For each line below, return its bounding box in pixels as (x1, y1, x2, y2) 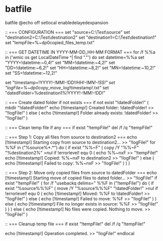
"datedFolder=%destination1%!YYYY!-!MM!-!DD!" (5, 90, 106, 96)
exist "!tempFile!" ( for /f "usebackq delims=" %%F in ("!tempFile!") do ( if (5, 180, 154, 186)
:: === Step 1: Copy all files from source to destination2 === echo (5, 134, 137, 140)
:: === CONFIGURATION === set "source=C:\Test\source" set (5, 29, 130, 35)
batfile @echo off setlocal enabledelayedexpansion (5, 20, 109, 26)
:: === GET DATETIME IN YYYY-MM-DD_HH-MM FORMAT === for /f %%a (5, 49, 156, 55)
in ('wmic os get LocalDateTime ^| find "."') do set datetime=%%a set (5, 54, 144, 60)
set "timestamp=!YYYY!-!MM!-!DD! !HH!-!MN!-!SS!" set (5, 80, 116, 85)
